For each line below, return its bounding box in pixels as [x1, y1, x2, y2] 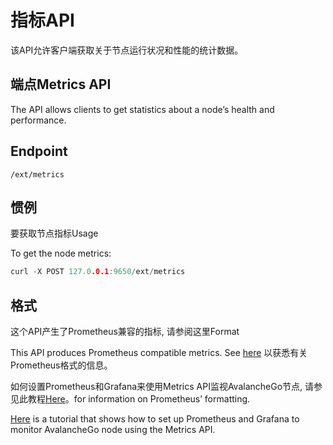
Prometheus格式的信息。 [10, 359, 113, 371]
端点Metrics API [10, 76, 112, 93]
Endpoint [10, 143, 68, 160]
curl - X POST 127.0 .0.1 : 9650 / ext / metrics [10, 267, 186, 277]
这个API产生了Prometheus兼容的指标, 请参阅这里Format [10, 326, 240, 338]
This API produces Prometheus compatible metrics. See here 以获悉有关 [10, 347, 308, 359]
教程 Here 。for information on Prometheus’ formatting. [27, 393, 251, 405]
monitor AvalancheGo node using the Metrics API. [10, 424, 216, 436]
